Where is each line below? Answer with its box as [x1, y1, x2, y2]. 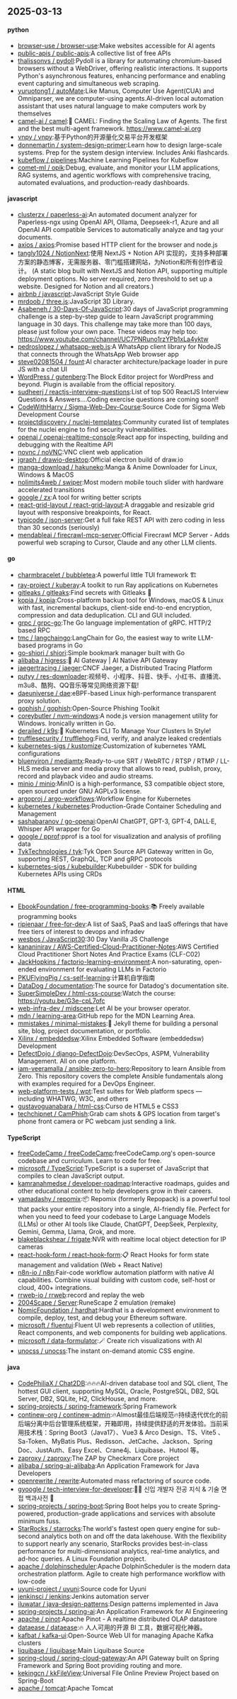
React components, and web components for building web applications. [17, 1329, 228, 1337]
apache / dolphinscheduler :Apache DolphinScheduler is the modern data [17, 1561, 231, 1570]
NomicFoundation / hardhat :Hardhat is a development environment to [17, 1306, 220, 1315]
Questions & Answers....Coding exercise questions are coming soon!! [17, 395, 219, 403]
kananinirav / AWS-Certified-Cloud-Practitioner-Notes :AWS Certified [17, 942, 219, 951]
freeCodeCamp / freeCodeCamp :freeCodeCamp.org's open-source [17, 1149, 216, 1158]
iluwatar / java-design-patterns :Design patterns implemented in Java [17, 1599, 219, 1608]
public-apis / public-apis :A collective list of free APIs [17, 49, 171, 57]
